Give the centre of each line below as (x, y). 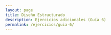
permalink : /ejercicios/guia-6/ (40, 24)
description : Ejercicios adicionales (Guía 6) (56, 20)
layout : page (19, 10)
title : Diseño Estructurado (35, 15)
